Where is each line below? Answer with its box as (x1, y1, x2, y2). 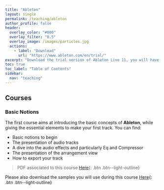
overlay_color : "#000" (9, 30, 56, 35)
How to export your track (12, 155, 63, 161)
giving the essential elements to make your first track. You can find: (5, 125, 141, 131)
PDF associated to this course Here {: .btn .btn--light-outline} (17, 165, 140, 171)
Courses (5, 94, 32, 102)
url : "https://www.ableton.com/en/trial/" (18, 53, 107, 58)
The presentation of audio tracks (12, 139, 79, 145)
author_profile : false (5, 21, 52, 26)
